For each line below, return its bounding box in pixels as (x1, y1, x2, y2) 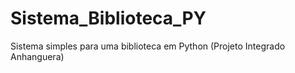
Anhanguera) (10, 50, 65, 62)
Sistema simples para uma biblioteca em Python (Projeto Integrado (10, 40, 286, 52)
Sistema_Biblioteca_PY (10, 7, 207, 30)
